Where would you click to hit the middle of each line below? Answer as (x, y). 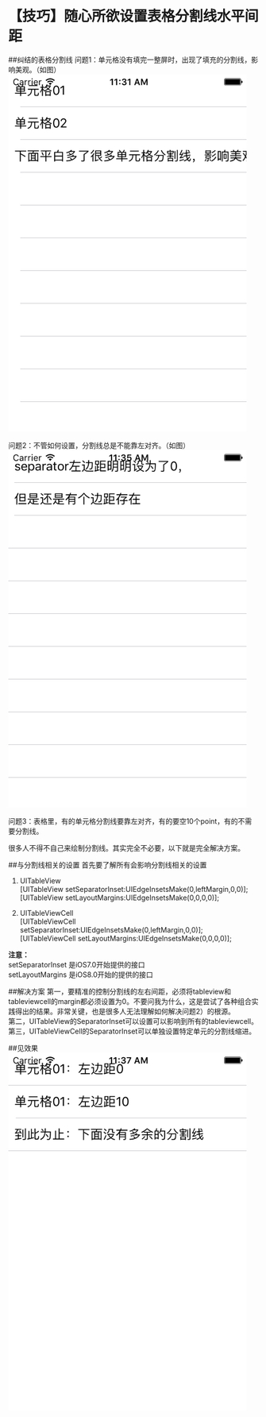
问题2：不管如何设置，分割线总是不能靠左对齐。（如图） (99, 445)
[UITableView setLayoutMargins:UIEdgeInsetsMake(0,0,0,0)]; (120, 898)
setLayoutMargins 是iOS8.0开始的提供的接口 (81, 975)
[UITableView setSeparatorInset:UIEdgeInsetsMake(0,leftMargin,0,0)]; (134, 889)
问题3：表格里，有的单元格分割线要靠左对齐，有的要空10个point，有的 (123, 821)
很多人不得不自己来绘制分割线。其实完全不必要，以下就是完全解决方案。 (126, 847)
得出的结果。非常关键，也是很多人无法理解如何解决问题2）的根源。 (125, 1011)
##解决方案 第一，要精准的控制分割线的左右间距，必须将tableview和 (120, 991)
